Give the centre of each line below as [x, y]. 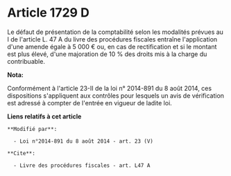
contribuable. [26, 61]
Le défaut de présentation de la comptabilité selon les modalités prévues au [115, 32]
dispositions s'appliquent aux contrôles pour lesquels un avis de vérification [115, 96]
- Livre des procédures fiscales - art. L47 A [82, 165]
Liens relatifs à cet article [44, 116]
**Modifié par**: [32, 129]
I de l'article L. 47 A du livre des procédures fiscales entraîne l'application [112, 39]
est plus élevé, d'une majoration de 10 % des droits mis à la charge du [107, 54]
